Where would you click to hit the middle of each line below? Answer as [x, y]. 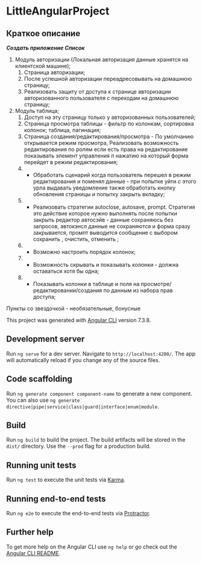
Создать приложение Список [46, 48]
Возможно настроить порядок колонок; [84, 252]
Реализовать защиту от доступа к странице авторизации [97, 91]
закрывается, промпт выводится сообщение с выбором [105, 233]
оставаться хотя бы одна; [66, 271]
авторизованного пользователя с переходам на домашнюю [101, 98]
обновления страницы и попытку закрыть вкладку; [99, 194]
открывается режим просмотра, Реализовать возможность [101, 143]
